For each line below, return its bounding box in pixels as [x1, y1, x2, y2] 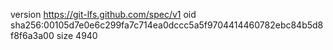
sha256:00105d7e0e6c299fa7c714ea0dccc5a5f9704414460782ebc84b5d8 [10, 19, 324, 31]
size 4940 [56, 30, 98, 41]
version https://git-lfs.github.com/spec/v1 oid [10, 9, 197, 20]
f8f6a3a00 [10, 30, 55, 41]
